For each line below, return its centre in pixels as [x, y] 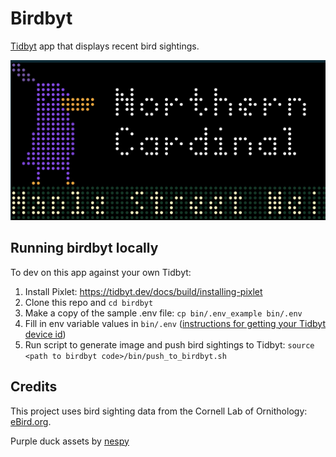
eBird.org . [31, 421]
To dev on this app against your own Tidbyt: [101, 272]
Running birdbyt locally [84, 248]
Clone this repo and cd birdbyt [89, 302]
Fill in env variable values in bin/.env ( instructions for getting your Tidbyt [175, 323]
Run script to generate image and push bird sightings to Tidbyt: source [169, 344]
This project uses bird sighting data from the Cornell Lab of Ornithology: [159, 411]
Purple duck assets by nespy [70, 441]
